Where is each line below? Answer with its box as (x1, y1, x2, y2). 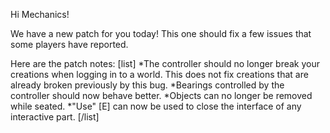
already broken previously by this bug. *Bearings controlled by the (10, 79, 285, 91)
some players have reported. (10, 39, 129, 50)
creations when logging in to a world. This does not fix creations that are (10, 69, 309, 80)
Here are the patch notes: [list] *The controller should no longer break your (10, 58, 321, 69)
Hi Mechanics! (10, 9, 70, 20)
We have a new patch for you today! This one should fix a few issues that (10, 28, 312, 39)
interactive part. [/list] (10, 111, 100, 123)
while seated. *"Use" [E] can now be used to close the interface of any (10, 100, 302, 112)
